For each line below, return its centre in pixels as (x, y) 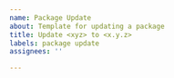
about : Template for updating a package (87, 26)
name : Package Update (51, 18)
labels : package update (55, 43)
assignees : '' (36, 52)
